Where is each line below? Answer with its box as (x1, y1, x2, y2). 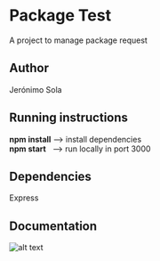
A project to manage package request (9, 35, 148, 45)
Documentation (9, 218, 98, 233)
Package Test (9, 5, 112, 26)
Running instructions (9, 110, 129, 126)
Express (9, 192, 39, 203)
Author (9, 61, 49, 76)
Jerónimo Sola (9, 84, 62, 94)
